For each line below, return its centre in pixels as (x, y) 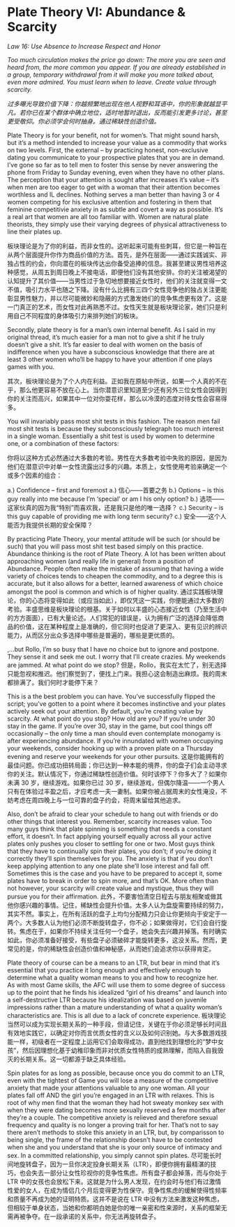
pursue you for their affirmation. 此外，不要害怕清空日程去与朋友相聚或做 (112, 896)
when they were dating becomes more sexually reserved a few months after (116, 1110)
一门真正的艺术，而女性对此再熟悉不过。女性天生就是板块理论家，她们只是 (114, 307)
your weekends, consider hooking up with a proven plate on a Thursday (111, 748)
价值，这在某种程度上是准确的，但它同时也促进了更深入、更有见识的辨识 (123, 626)
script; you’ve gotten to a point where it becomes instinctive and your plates (116, 703)
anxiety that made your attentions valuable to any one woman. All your (108, 1087)
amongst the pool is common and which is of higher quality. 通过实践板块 (112, 592)
